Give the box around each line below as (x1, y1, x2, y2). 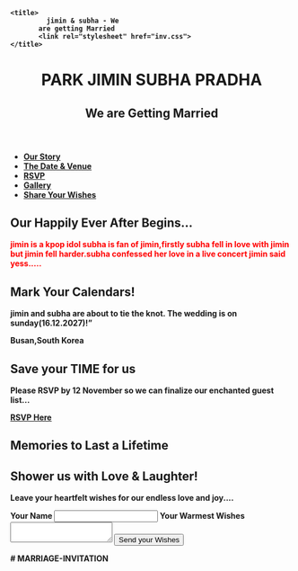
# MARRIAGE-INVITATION (10, 553, 109, 564)
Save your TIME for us (10, 361, 136, 377)
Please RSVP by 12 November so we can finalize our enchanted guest (10, 385, 275, 396)
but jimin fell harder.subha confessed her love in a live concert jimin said (10, 248, 286, 260)
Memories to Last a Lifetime (10, 438, 169, 453)
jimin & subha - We (46, 16, 119, 25)
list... (10, 395, 31, 406)
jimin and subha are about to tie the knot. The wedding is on (10, 308, 238, 319)
